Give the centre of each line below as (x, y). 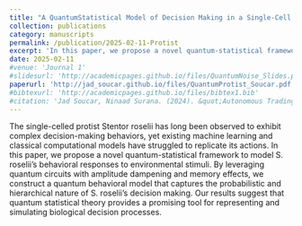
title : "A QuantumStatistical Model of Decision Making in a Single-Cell (151, 17)
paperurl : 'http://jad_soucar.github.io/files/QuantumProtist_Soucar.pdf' (152, 84)
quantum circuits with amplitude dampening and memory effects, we (137, 174)
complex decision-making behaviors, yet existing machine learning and (141, 136)
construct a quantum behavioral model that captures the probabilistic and (145, 184)
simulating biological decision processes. (85, 213)
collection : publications (58, 26)
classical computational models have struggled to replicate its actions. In (144, 145)
